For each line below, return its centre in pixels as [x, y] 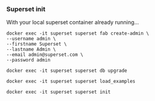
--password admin [28, 60]
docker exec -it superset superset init [59, 92]
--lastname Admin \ [31, 50]
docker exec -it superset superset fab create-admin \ [78, 33]
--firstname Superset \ [37, 44]
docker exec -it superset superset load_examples [71, 82]
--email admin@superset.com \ [45, 55]
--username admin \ [31, 39]
